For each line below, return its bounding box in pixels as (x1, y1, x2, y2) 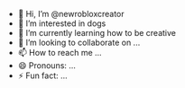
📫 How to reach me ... (17, 48, 102, 57)
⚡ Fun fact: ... (17, 70, 68, 81)
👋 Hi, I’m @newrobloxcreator (17, 9, 125, 19)
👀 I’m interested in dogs (17, 18, 106, 29)
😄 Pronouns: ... (17, 60, 77, 71)
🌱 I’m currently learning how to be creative (17, 28, 177, 38)
